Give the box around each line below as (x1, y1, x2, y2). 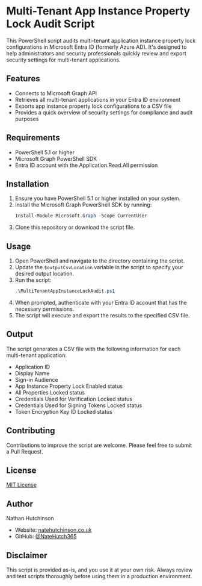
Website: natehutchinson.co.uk (14, 526, 92, 534)
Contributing (6, 426, 55, 436)
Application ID (14, 363, 50, 370)
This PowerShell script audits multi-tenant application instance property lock (6, 37, 196, 44)
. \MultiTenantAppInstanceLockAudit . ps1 (14, 288, 115, 295)
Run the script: (14, 276, 52, 284)
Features (6, 73, 40, 84)
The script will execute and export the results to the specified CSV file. (14, 311, 190, 319)
